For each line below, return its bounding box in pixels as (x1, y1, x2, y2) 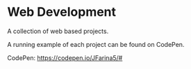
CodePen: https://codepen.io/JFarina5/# (7, 53, 123, 62)
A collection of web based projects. (7, 27, 109, 35)
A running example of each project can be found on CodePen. (7, 40, 185, 48)
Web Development (7, 4, 117, 20)
